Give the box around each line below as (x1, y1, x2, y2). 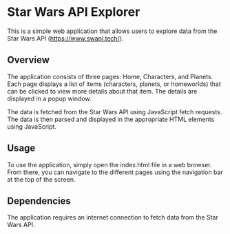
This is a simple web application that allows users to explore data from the (7, 27, 218, 35)
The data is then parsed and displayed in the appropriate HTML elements (7, 115, 215, 123)
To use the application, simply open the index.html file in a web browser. (7, 160, 212, 169)
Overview (7, 54, 50, 66)
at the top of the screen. (7, 175, 76, 183)
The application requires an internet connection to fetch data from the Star (7, 213, 218, 222)
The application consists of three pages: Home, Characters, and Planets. (7, 72, 213, 81)
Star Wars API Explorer (7, 4, 140, 20)
